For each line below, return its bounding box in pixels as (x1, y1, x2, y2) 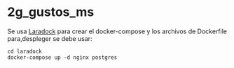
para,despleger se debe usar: (7, 34, 92, 42)
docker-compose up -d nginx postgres (7, 53, 118, 61)
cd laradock (7, 48, 42, 55)
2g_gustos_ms (7, 4, 95, 20)
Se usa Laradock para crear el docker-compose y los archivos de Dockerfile (7, 27, 228, 35)
